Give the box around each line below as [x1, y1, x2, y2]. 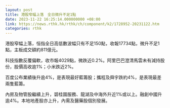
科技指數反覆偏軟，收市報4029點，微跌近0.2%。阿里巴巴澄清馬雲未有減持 [5, 57, 160, 63]
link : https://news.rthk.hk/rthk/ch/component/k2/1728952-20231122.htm [5, 21, 159, 27]
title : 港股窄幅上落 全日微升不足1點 [5, 12, 76, 17]
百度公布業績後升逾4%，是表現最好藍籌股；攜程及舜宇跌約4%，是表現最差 [5, 74, 162, 80]
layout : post [5, 7, 33, 13]
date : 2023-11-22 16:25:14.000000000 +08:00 [5, 17, 101, 22]
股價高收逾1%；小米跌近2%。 [14, 64, 76, 70]
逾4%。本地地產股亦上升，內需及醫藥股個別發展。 [5, 97, 110, 103]
